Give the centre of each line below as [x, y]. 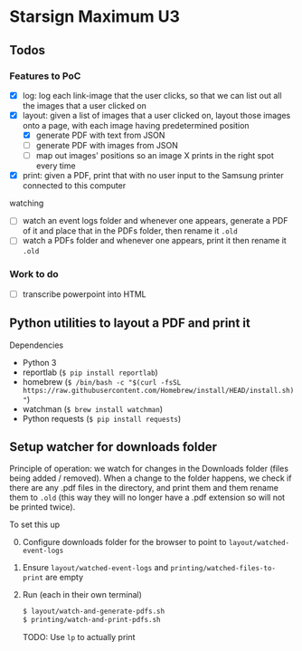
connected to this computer [74, 186]
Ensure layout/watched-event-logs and [95, 568]
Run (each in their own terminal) [82, 595]
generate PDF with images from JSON [107, 146]
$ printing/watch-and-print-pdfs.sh [91, 620]
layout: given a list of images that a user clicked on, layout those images [156, 115]
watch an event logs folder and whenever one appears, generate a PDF [155, 221]
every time [56, 166]
